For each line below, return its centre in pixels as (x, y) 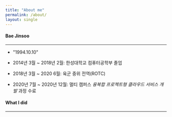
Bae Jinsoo (17, 36)
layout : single (21, 19)
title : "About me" (25, 10)
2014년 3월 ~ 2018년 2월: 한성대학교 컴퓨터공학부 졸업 (67, 62)
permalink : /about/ (26, 15)
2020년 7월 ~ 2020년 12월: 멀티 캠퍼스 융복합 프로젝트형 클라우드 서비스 (85, 84)
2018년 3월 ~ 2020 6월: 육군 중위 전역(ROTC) (59, 73)
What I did (16, 103)
